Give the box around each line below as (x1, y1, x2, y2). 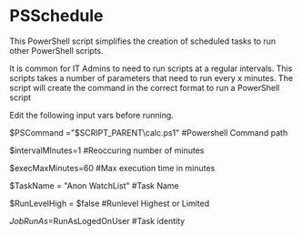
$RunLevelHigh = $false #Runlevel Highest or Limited (9, 198, 210, 209)
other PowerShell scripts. (9, 45, 105, 56)
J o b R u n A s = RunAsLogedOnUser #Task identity (9, 215, 186, 226)
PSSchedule (9, 5, 104, 26)
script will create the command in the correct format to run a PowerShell (9, 82, 280, 93)
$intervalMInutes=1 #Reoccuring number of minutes (9, 145, 205, 156)
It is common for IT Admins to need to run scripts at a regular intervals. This (9, 63, 293, 74)
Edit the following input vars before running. (9, 109, 175, 120)
